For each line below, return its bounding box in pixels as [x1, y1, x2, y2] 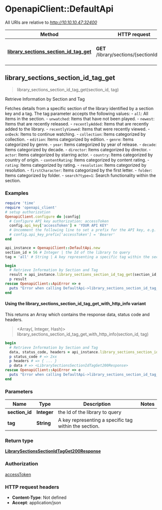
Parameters [5, 388, 33, 395]
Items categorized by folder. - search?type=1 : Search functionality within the [5, 172, 156, 178]
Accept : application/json [12, 499, 61, 505]
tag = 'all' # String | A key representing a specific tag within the [5, 255, 150, 259]
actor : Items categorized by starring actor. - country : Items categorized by [5, 152, 153, 158]
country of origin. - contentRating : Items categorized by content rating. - [5, 157, 149, 163]
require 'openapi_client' [5, 205, 57, 210]
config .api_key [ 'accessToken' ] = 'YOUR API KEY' [9, 223, 109, 228]
